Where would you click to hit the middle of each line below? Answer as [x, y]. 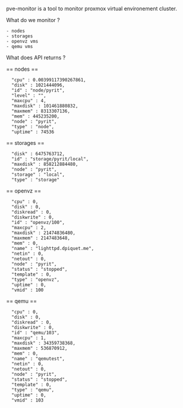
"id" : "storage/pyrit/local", [50, 159]
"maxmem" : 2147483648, [41, 238]
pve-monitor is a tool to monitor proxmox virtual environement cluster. [91, 9]
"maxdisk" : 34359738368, [44, 343]
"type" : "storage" [36, 180]
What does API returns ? [36, 58]
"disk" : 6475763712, [38, 154]
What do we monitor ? [33, 20]
